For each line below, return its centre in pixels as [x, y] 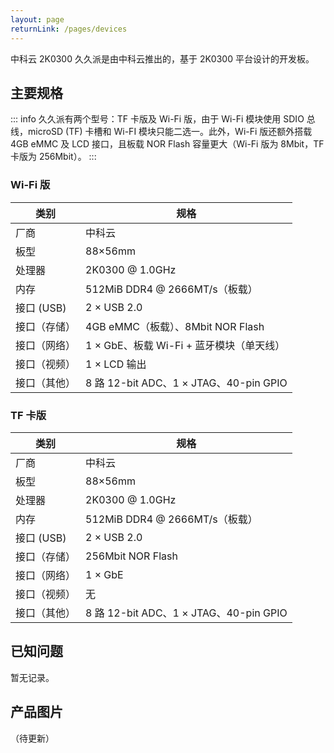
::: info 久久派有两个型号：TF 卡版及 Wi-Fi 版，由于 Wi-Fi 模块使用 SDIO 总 [163, 119]
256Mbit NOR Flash [131, 556]
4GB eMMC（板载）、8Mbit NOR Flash [175, 326]
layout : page [37, 19]
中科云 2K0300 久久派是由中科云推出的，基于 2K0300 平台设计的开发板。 [162, 58]
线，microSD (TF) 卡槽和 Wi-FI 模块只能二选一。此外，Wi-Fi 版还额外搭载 [161, 132]
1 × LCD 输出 [116, 364]
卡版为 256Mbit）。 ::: [53, 157]
